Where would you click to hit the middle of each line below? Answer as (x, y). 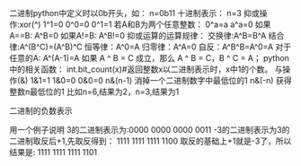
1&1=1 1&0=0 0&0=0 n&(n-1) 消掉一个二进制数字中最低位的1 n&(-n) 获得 (161, 80)
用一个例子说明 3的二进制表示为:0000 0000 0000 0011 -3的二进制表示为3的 (150, 130)
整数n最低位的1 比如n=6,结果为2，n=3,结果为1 (94, 92)
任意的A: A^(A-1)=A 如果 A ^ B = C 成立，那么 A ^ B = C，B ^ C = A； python (150, 58)
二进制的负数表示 (41, 111)
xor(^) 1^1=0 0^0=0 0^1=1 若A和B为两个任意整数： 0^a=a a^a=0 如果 (145, 24)
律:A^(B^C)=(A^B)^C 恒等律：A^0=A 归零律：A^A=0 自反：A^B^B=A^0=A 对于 (150, 47)
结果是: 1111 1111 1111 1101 (53, 152)
